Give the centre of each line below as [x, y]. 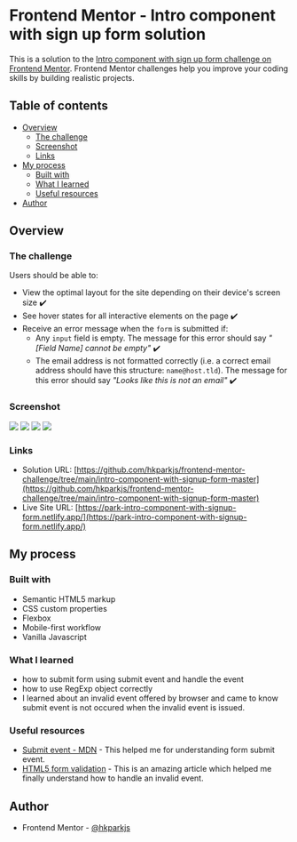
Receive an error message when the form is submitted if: [125, 329]
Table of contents [59, 106]
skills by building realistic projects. [72, 77]
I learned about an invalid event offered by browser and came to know [150, 698]
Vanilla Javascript [54, 637]
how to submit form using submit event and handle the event [133, 679]
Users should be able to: [54, 276]
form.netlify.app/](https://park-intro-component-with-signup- [134, 517]
